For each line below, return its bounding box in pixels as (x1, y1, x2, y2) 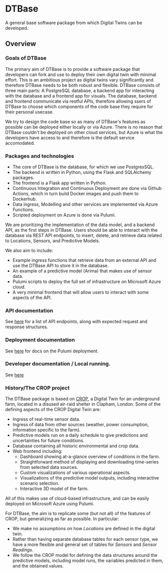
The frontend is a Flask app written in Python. (12, 179, 107, 186)
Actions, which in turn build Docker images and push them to (12, 190, 139, 197)
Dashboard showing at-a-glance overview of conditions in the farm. (20, 453, 160, 460)
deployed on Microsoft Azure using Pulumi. (5, 501, 94, 507)
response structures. (5, 324, 49, 330)
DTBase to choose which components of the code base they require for (5, 104, 153, 110)
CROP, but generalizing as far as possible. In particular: (5, 516, 119, 522)
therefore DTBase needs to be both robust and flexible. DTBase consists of (5, 82, 160, 88)
